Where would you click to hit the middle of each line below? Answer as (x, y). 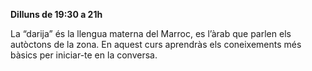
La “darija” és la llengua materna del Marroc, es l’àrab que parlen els (151, 33)
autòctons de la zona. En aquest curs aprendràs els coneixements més (156, 44)
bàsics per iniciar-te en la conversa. (84, 55)
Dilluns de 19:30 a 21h (56, 14)
